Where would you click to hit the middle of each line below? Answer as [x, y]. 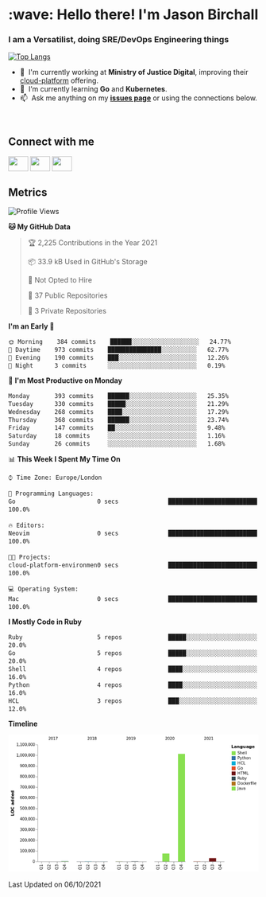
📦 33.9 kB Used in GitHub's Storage [88, 262]
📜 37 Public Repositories [67, 295]
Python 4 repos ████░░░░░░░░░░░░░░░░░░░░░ [133, 685]
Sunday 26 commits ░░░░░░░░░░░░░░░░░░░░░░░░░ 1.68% [117, 444]
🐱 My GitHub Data [40, 227]
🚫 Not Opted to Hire [60, 280]
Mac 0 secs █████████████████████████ [133, 599]
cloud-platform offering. [59, 80]
